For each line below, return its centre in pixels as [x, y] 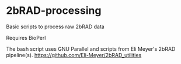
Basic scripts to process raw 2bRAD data [55, 27]
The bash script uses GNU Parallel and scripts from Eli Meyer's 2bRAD [91, 49]
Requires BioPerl [26, 37]
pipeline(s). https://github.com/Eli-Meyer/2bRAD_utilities [74, 55]
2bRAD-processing [54, 11]
